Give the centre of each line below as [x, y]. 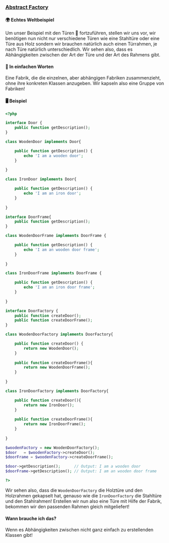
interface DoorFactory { [32, 311]
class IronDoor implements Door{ [41, 179]
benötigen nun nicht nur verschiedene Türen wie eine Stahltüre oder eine [82, 38]
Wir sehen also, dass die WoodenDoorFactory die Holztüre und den [74, 490]
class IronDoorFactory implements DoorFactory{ [57, 391]
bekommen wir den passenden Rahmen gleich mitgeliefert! [67, 507]
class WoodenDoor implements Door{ [43, 142]
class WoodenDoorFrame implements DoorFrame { [56, 236]
